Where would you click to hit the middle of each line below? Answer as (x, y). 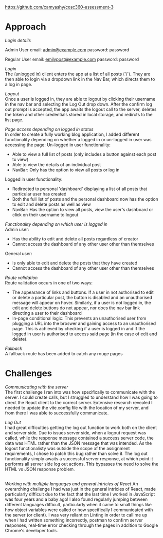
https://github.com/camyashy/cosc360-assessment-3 (59, 7)
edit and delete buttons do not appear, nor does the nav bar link (76, 308)
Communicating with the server (36, 387)
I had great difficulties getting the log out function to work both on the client (81, 428)
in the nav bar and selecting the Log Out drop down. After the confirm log (79, 104)
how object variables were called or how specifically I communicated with (79, 510)
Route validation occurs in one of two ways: (49, 282)
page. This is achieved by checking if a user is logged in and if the (78, 328)
